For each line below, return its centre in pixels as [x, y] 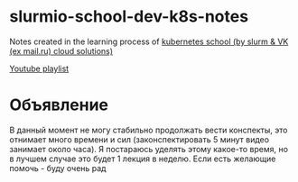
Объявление [59, 105]
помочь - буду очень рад [58, 168]
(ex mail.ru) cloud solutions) [61, 50]
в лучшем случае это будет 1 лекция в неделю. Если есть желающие [143, 159]
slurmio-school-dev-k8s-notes [129, 17]
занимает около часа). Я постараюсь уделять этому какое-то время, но [149, 149]
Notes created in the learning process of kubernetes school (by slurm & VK [149, 41]
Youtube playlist [39, 68]
